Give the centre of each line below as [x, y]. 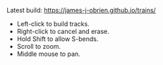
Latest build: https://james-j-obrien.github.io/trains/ [81, 10]
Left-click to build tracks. [53, 24]
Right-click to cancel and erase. [63, 31]
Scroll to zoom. [39, 46]
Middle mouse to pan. [48, 54]
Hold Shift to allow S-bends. [58, 39]
